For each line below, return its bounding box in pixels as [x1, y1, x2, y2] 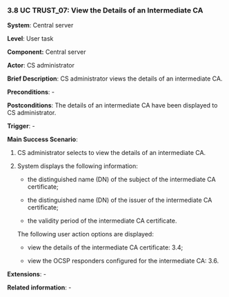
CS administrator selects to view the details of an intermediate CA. [17, 149, 206, 157]
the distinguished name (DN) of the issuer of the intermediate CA [27, 196, 212, 205]
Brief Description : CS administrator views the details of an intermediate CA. [7, 74, 223, 83]
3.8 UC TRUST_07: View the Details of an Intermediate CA [7, 6, 203, 15]
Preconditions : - [7, 88, 55, 96]
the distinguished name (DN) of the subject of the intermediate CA [27, 175, 216, 184]
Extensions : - [7, 270, 47, 278]
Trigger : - [7, 122, 36, 130]
